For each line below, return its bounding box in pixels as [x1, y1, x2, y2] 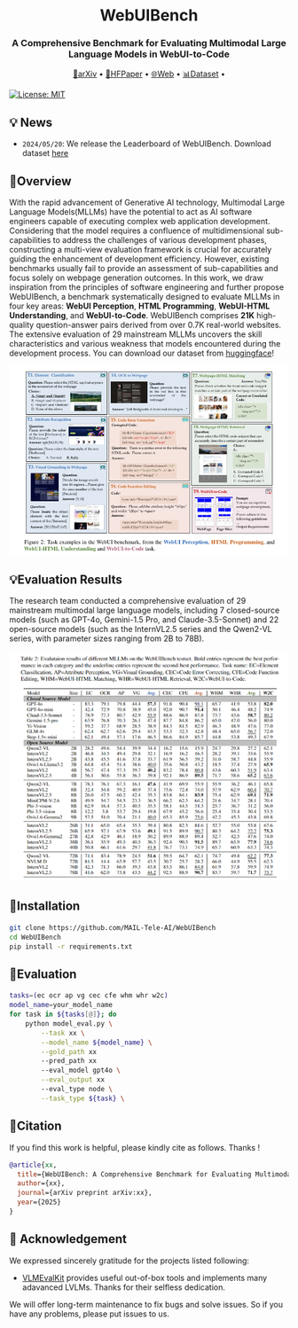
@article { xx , [9, 1160, 58, 1169]
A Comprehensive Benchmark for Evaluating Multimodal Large [12, 37, 286, 50]
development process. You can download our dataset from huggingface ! [9, 348, 275, 359]
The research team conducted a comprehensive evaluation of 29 [9, 596, 247, 606]
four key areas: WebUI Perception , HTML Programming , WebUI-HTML [9, 301, 271, 311]
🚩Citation [9, 1119, 62, 1134]
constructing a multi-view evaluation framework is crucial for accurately [9, 245, 272, 255]
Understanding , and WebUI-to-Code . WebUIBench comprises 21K [9, 310, 255, 321]
